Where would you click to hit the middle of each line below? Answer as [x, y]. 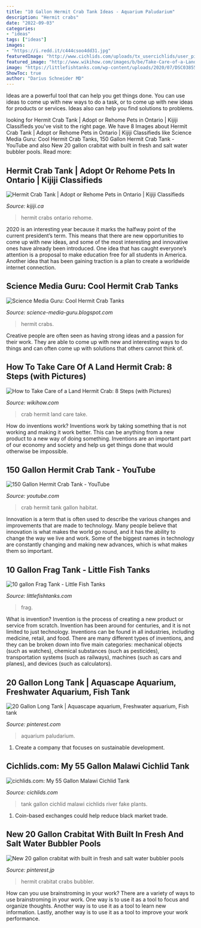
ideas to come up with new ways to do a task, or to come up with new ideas [100, 102]
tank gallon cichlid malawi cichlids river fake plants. [84, 804]
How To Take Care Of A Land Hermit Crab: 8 [89, 367]
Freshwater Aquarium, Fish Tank [68, 692]
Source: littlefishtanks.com [39, 596]
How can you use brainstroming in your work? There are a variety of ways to [100, 893]
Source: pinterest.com [33, 724]
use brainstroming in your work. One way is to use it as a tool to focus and [98, 899]
